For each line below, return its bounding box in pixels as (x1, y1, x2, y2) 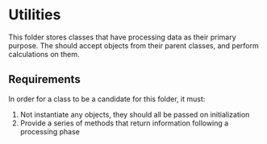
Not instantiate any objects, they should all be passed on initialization (19, 109, 250, 119)
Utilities (8, 6, 61, 24)
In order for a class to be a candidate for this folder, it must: (8, 94, 206, 104)
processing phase (19, 126, 81, 136)
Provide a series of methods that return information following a (19, 118, 229, 128)
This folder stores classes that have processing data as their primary (8, 32, 236, 42)
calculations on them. (8, 49, 80, 59)
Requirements (8, 72, 81, 86)
